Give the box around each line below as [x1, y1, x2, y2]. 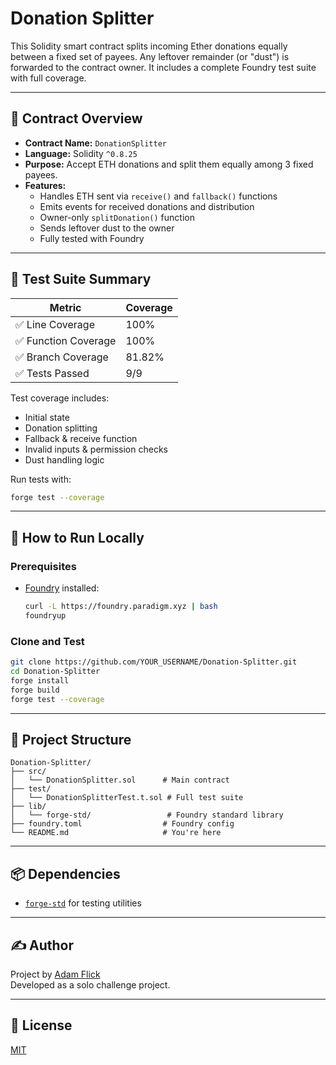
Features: [24, 179, 67, 191]
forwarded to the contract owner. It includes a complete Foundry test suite [10, 61, 317, 73]
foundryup [24, 611, 67, 621]
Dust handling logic [24, 453, 105, 466]
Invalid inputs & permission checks [24, 443, 168, 455]
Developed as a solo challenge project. [10, 978, 171, 991]
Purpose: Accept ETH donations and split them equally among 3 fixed [24, 158, 314, 170]
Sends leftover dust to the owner [39, 222, 175, 234]
